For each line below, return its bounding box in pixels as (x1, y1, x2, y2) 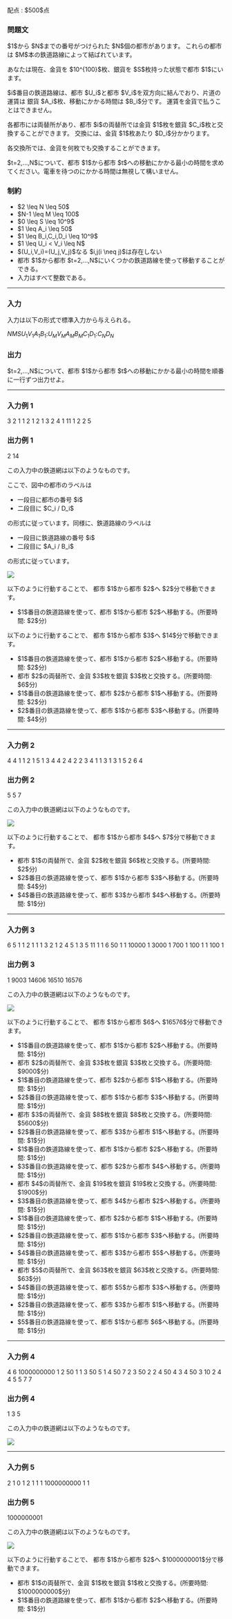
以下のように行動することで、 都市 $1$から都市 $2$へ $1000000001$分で (7, 1555, 217, 1564)
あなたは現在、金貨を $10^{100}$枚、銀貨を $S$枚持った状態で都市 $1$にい (7, 65, 224, 74)
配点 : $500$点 (7, 6, 50, 14)
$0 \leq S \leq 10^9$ (17, 217, 75, 225)
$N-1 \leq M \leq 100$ (17, 209, 79, 218)
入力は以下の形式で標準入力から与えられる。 (7, 315, 135, 324)
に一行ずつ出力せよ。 (7, 375, 68, 384)
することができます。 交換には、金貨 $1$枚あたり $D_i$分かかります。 (12, 129, 213, 138)
